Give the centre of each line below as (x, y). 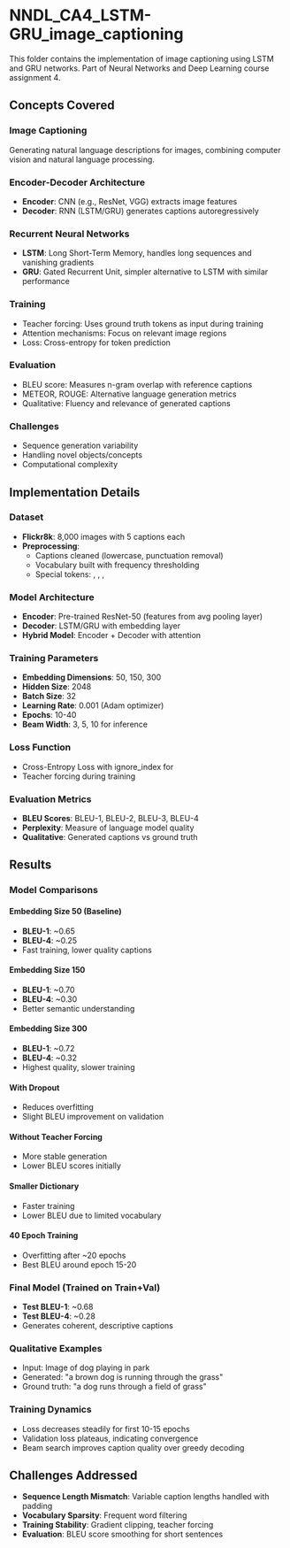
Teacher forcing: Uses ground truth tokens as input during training (142, 323)
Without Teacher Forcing (56, 1136)
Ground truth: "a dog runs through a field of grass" (114, 1387)
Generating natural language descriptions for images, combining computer (145, 150)
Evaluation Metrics (50, 799)
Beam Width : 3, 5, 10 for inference (85, 724)
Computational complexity (70, 465)
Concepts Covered (62, 106)
